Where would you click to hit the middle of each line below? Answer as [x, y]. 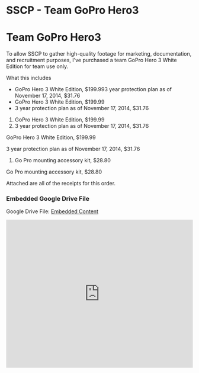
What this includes [29, 78]
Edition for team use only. [37, 66]
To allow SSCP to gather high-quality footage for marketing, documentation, [99, 54]
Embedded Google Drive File [48, 199]
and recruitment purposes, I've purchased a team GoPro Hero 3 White [92, 60]
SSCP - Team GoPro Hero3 [73, 10]
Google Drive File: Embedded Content [52, 211]
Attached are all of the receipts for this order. [61, 184]
